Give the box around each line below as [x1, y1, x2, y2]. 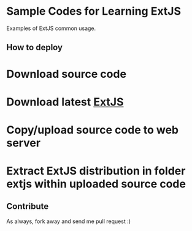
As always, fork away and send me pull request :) [6, 218, 131, 225]
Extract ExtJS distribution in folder [6, 164, 186, 178]
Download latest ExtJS [6, 95, 124, 108]
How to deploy [6, 42, 63, 53]
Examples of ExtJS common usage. [6, 25, 96, 32]
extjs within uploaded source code [6, 177, 186, 191]
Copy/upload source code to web [6, 123, 179, 137]
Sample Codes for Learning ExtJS [6, 4, 181, 18]
